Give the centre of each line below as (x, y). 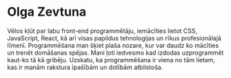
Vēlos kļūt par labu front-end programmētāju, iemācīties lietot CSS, (102, 31)
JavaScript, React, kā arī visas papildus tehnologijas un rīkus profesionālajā (114, 38)
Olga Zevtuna (47, 12)
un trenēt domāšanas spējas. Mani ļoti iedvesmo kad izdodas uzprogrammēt (115, 53)
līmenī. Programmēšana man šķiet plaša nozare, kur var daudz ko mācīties (113, 45)
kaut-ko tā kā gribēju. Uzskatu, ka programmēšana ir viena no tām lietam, (111, 60)
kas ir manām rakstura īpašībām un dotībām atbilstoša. (85, 67)
